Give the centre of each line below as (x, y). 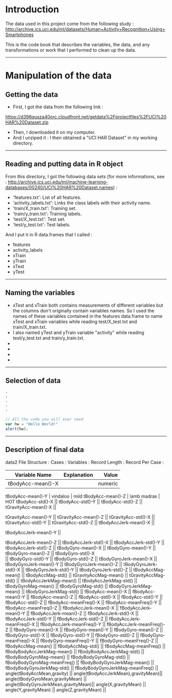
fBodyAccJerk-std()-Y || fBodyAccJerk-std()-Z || (57, 619)
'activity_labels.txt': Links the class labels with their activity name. (82, 203)
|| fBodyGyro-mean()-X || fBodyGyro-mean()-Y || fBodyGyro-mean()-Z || (86, 630)
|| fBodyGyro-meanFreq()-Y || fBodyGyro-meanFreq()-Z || (97, 640)
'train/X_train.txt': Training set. (45, 208)
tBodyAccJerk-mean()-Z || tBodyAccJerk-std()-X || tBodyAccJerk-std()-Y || (85, 542)
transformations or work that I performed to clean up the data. (71, 50)
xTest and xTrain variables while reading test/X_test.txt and (75, 322)
